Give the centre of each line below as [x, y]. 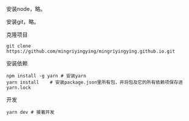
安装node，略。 [26, 9]
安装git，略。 [23, 22]
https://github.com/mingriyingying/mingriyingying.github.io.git [91, 51]
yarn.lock [19, 88]
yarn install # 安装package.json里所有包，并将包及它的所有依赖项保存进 [95, 82]
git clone [19, 46]
